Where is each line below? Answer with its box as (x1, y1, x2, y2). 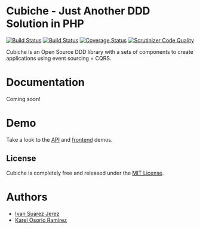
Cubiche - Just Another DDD (6, 4, 150, 18)
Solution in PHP (6, 17, 85, 30)
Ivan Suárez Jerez (14, 210, 60, 217)
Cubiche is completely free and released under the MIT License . (6, 169, 164, 176)
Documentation (6, 76, 85, 89)
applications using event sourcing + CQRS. (6, 54, 112, 62)
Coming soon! (6, 95, 41, 102)
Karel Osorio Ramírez (14, 216, 67, 224)
